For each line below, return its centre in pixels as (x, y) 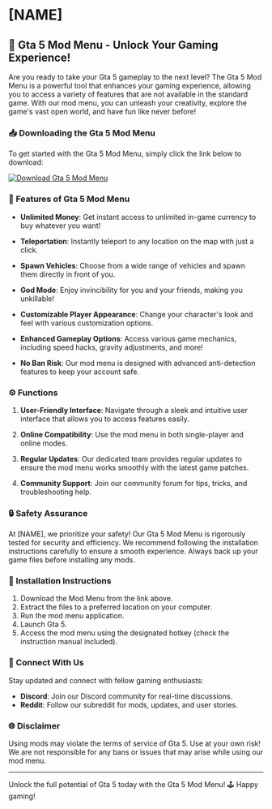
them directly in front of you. (68, 274)
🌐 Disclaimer (34, 725)
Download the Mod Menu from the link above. (96, 599)
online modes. (44, 443)
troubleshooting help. (55, 492)
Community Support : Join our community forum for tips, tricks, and (134, 483)
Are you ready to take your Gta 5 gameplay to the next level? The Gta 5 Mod (135, 77)
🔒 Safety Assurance (48, 513)
